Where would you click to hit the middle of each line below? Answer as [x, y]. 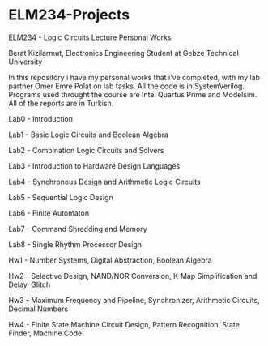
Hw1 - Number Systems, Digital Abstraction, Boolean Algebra [110, 260]
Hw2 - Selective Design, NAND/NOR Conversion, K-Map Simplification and [133, 276]
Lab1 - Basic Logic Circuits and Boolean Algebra [88, 135]
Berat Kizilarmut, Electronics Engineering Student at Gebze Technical [123, 53]
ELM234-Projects [69, 15]
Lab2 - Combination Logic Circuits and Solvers [86, 150]
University [26, 62]
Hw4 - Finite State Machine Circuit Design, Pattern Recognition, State [124, 324]
